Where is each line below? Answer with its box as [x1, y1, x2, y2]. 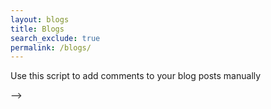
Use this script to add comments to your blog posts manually [10, 70, 262, 82]
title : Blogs [10, 24, 65, 34]
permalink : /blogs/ [10, 42, 92, 53]
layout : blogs [10, 14, 70, 25]
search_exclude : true [10, 33, 101, 43]
